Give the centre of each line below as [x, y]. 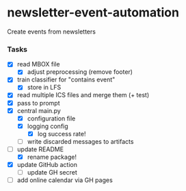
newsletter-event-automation [93, 13]
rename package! [52, 157]
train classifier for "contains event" [66, 79]
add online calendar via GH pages [65, 180]
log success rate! [62, 133]
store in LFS [44, 88]
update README [40, 149]
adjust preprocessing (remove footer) [80, 72]
